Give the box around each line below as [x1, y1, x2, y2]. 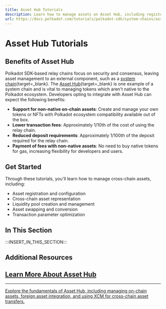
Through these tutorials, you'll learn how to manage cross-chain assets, [5, 176, 152, 182]
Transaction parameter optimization [12, 212, 85, 218]
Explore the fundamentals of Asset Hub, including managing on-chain [5, 288, 147, 294]
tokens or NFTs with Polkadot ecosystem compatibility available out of [12, 112, 156, 118]
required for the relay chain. [12, 138, 69, 144]
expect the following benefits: [5, 97, 66, 103]
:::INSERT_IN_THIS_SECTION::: [5, 239, 68, 245]
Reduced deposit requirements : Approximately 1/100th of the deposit [12, 132, 155, 138]
